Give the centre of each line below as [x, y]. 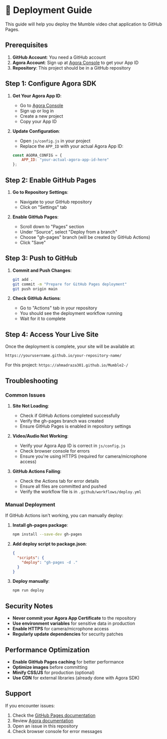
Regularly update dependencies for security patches [68, 634]
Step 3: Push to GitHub [41, 258]
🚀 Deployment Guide [49, 10]
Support [18, 694]
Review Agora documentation [43, 720]
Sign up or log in [37, 111]
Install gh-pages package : [40, 525]
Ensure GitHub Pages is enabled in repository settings [75, 426]
